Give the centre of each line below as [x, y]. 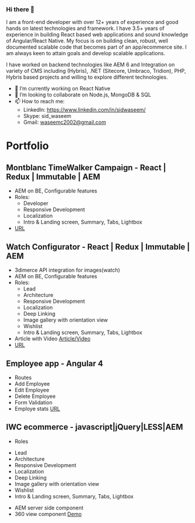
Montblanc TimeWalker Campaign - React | [86, 168]
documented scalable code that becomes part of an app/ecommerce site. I [96, 47]
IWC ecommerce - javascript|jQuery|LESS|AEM [95, 427]
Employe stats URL [37, 409]
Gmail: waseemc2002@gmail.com [65, 122]
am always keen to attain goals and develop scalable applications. [86, 53]
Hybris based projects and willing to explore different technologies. [87, 77]
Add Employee [32, 383]
